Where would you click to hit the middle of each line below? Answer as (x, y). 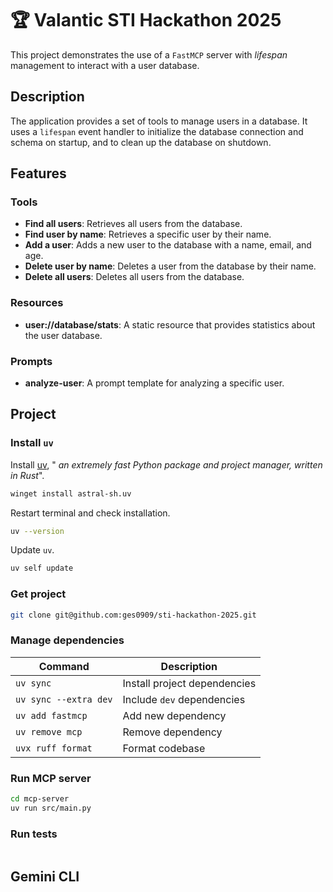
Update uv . (32, 550)
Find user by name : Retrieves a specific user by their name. (148, 234)
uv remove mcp (49, 731)
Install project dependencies (189, 683)
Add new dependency (174, 715)
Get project (38, 594)
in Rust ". (27, 475)
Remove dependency (172, 732)
